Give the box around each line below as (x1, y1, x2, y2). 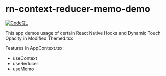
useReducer (12, 60, 38, 66)
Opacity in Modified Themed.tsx (5, 35, 73, 41)
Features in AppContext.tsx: (5, 45, 64, 51)
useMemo (12, 66, 34, 72)
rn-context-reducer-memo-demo (5, 3, 151, 15)
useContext (12, 55, 37, 61)
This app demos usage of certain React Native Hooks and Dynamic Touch (5, 30, 161, 36)
